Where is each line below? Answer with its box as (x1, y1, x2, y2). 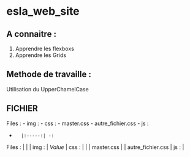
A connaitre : (6, 29, 57, 39)
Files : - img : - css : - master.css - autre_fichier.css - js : (6, 120, 149, 127)
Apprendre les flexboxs (15, 45, 75, 52)
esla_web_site (6, 4, 80, 18)
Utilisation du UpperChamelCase (6, 85, 89, 93)
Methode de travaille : (6, 69, 92, 80)
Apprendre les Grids (15, 52, 66, 59)
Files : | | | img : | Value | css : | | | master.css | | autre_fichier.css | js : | (6, 143, 184, 151)
